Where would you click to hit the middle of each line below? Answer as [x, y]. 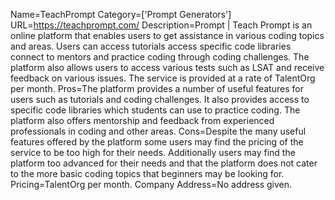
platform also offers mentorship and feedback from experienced [142, 120]
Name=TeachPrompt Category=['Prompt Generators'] [121, 14]
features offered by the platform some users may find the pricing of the [157, 142]
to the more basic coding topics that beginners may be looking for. [147, 173]
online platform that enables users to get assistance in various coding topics [167, 35]
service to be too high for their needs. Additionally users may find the [153, 152]
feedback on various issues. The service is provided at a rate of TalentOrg [163, 78]
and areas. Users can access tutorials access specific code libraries [151, 46]
